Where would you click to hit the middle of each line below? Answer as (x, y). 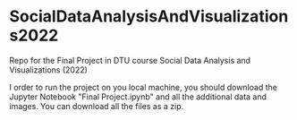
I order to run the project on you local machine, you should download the (143, 87)
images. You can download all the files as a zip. (97, 106)
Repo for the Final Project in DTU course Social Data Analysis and (130, 60)
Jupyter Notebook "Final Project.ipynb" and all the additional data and (138, 97)
